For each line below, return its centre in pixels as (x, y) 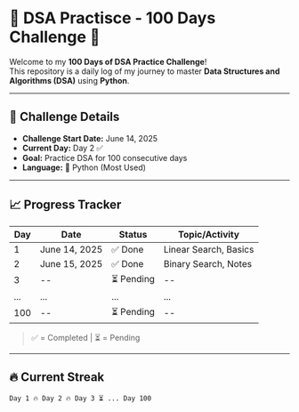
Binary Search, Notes (207, 263)
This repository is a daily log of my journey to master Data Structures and (145, 71)
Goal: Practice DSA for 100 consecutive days (105, 158)
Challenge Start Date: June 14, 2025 (90, 138)
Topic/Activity (209, 234)
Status (133, 234)
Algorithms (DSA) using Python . (69, 80)
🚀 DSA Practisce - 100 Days (113, 18)
